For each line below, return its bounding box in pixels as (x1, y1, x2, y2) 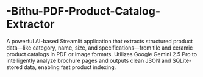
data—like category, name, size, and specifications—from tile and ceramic (6, 44, 193, 51)
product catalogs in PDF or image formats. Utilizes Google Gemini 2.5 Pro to (6, 50, 197, 57)
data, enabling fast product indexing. (23, 63, 116, 71)
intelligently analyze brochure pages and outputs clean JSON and (6, 57, 171, 64)
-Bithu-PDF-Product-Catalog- (6, 4, 161, 18)
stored (6, 63, 23, 71)
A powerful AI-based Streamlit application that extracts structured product (6, 37, 193, 45)
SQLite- (172, 57, 192, 64)
